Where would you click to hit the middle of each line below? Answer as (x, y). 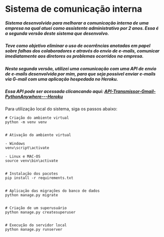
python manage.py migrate (31, 195)
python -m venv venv (26, 122)
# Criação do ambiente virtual (37, 118)
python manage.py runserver (34, 230)
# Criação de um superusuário (36, 208)
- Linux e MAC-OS (23, 157)
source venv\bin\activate (31, 161)
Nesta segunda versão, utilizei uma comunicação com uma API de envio (81, 68)
